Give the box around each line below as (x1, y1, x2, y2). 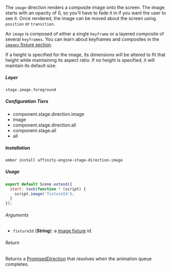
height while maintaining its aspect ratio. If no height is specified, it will (5, 57, 155, 63)
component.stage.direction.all (12, 122, 76, 128)
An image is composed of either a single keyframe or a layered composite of (5, 31, 164, 37)
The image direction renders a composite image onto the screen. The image (5, 5, 165, 10)
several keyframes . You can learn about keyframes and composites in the (5, 36, 160, 42)
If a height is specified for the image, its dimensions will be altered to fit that (5, 51, 166, 58)
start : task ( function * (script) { (10, 186, 86, 192)
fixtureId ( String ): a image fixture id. (12, 228, 92, 234)
